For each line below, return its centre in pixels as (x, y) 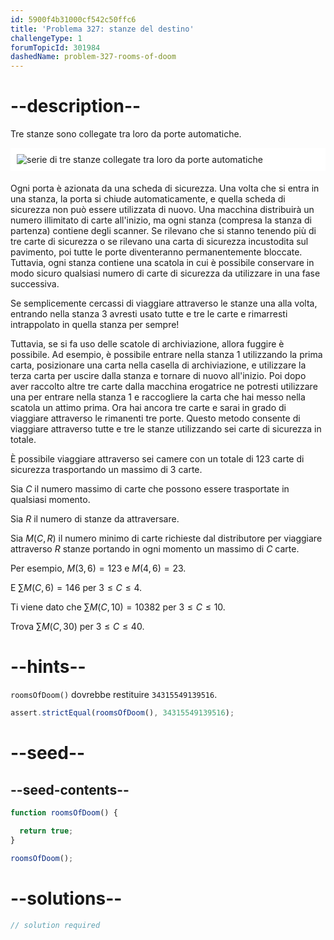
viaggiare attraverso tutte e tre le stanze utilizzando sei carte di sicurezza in (166, 429)
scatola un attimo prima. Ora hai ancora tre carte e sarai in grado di (148, 408)
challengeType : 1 (46, 38)
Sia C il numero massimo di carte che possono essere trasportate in (150, 489)
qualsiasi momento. (50, 500)
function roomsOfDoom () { (64, 813)
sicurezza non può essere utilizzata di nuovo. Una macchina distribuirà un (162, 210)
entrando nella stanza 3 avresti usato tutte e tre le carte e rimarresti (149, 314)
